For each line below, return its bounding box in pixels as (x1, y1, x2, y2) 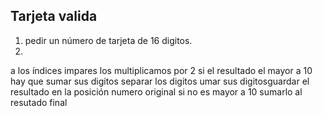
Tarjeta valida (10, 8, 98, 25)
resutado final (10, 96, 68, 108)
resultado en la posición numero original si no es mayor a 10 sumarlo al (10, 85, 303, 98)
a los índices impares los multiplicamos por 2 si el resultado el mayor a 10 (10, 64, 313, 76)
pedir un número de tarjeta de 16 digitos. (24, 34, 193, 46)
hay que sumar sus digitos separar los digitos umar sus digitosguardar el (10, 75, 310, 87)
